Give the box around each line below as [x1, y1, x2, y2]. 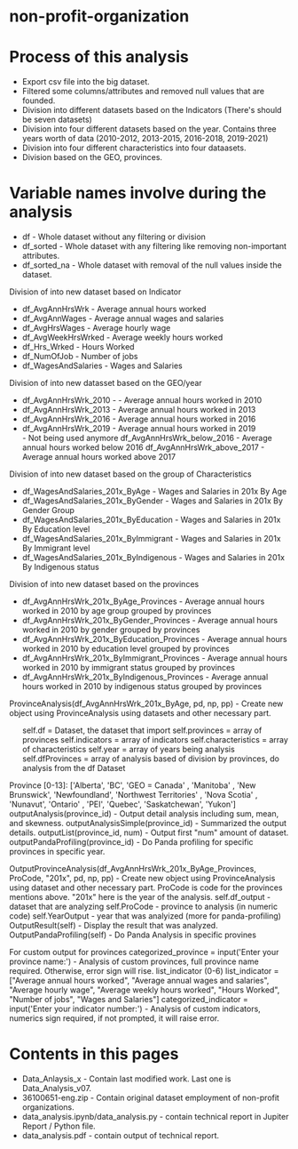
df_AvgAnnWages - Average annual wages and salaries [21, 313, 224, 324]
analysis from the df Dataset [21, 763, 126, 774]
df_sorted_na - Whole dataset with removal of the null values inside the [21, 260, 282, 270]
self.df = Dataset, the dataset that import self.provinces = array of [21, 725, 263, 735]
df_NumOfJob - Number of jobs [21, 351, 138, 362]
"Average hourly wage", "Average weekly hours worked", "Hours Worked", [9, 984, 280, 995]
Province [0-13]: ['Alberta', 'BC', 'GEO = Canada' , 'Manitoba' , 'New [9, 780, 256, 791]
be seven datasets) [21, 114, 93, 125]
